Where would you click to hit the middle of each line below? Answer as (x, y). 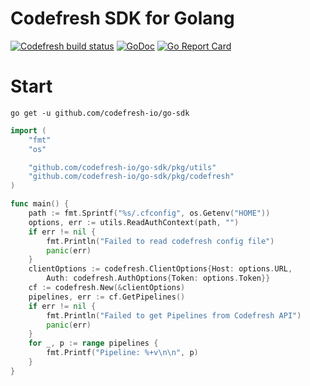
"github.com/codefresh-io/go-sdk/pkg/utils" (122, 167)
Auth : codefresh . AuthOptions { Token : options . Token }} (158, 278)
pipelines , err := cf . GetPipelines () (107, 297)
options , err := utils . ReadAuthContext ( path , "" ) (134, 222)
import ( (28, 130)
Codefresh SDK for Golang (122, 18)
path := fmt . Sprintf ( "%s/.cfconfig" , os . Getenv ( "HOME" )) (149, 213)
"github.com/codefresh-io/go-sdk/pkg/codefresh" (131, 177)
